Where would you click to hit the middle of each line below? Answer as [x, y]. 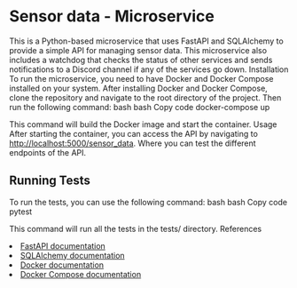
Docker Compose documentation [81, 274]
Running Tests [50, 181]
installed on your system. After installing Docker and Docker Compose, [138, 88]
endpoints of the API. [48, 152]
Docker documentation [63, 265]
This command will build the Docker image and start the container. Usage [143, 124]
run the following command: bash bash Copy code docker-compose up [140, 107]
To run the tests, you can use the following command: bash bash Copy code [148, 202]
